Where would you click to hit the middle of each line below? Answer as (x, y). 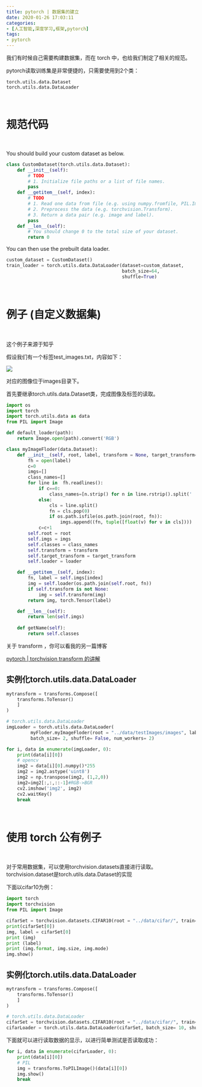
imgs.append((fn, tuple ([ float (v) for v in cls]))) (126, 522)
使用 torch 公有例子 (54, 837)
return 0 (39, 238)
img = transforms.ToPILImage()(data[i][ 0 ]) (72, 1068)
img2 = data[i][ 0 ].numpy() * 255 (56, 766)
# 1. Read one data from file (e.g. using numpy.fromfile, (103, 204)
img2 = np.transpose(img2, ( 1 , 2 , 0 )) (63, 777)
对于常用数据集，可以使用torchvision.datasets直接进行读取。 (81, 867)
